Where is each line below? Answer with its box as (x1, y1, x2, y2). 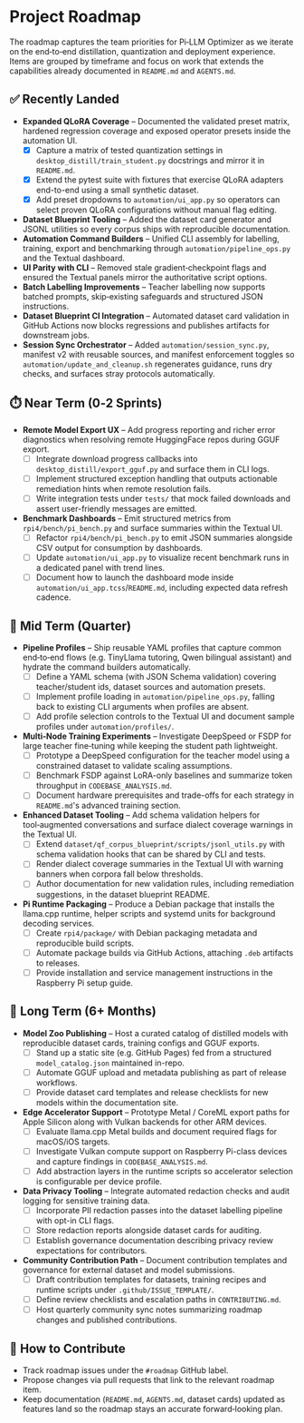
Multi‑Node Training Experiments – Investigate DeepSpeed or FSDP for (22, 731, 292, 741)
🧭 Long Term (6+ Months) (9, 1004, 157, 1019)
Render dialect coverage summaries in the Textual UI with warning (35, 859, 284, 869)
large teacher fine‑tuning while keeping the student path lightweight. (22, 741, 279, 751)
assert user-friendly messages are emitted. (35, 503, 197, 514)
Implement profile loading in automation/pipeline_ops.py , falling (35, 692, 276, 702)
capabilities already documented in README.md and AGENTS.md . (9, 65, 236, 76)
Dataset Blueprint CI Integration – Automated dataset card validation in (22, 310, 290, 321)
